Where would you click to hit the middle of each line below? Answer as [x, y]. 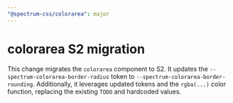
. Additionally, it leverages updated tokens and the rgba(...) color [129, 84]
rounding [20, 85]
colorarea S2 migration [76, 49]
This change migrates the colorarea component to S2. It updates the [108, 69]
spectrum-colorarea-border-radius [59, 77]
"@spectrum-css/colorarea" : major [59, 14]
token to [123, 76]
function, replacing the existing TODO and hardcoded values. [94, 91]
